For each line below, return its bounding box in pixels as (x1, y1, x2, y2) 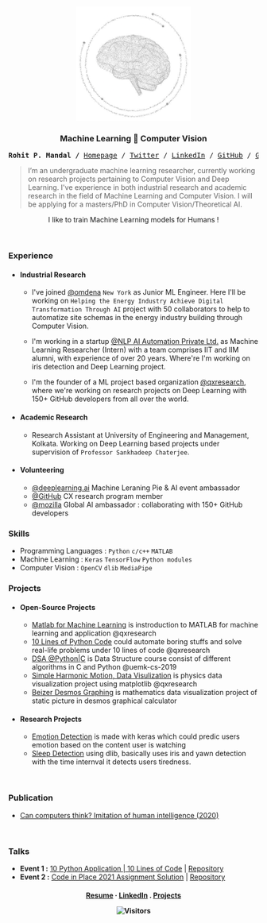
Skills (8, 527, 30, 539)
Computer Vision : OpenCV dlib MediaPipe (19, 563, 153, 573)
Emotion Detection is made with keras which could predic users (31, 732, 240, 741)
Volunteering (19, 465, 64, 475)
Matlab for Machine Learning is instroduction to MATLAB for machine (31, 620, 258, 630)
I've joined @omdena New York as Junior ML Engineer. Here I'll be (31, 288, 246, 297)
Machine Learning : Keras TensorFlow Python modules (19, 554, 192, 564)
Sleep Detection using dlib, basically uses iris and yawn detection (31, 749, 246, 759)
